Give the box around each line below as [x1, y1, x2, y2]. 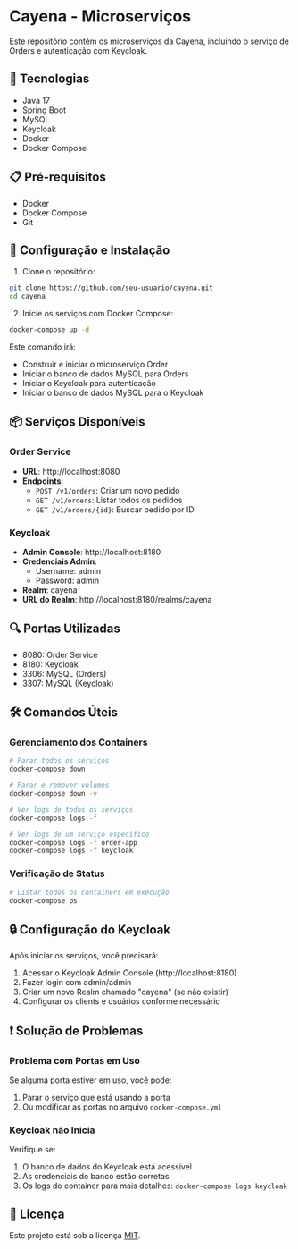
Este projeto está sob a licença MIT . [9, 1230, 141, 1241]
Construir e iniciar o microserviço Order [21, 359, 169, 369]
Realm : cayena [21, 584, 78, 595]
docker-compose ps [9, 896, 78, 905]
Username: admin [35, 565, 101, 576]
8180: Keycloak [21, 659, 79, 670]
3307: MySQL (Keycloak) [21, 678, 114, 688]
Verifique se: [9, 1144, 56, 1155]
